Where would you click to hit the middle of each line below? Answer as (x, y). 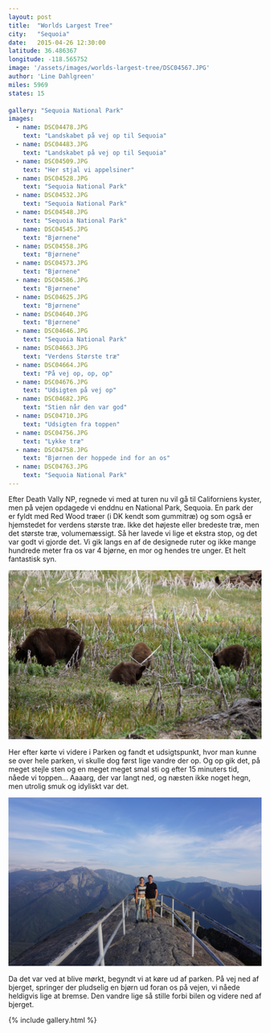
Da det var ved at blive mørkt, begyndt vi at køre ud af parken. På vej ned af (134, 979)
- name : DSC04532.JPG (52, 195)
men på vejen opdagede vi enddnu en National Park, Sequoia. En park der (131, 508)
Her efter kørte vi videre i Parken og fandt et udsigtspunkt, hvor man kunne (133, 751)
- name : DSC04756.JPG (52, 433)
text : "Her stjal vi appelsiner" (79, 170)
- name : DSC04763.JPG (52, 467)
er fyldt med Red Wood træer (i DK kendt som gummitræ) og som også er (130, 516)
